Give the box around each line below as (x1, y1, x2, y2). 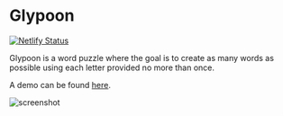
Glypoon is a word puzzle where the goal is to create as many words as (9, 52, 275, 63)
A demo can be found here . (9, 79, 111, 90)
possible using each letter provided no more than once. (9, 62, 215, 73)
